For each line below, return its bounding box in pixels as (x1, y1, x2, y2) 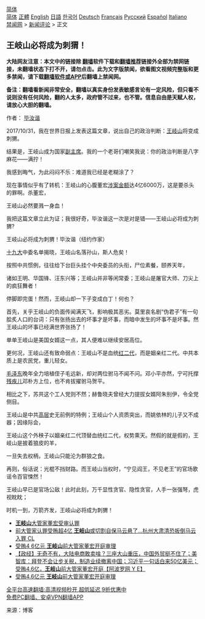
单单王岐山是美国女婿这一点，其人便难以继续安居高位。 (6, 336, 145, 343)
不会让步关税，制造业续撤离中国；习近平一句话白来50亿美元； (41, 557, 198, 565)
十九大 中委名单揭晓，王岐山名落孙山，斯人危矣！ (6, 248, 129, 256)
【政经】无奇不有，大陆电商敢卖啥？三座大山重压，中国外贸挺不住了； (15, 549, 192, 557)
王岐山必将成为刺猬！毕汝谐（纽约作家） (6, 235, 108, 242)
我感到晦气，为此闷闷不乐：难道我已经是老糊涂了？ (6, 168, 135, 175)
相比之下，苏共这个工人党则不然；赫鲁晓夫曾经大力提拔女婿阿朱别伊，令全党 (6, 390, 199, 397)
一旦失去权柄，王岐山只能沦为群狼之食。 (6, 452, 108, 459)
